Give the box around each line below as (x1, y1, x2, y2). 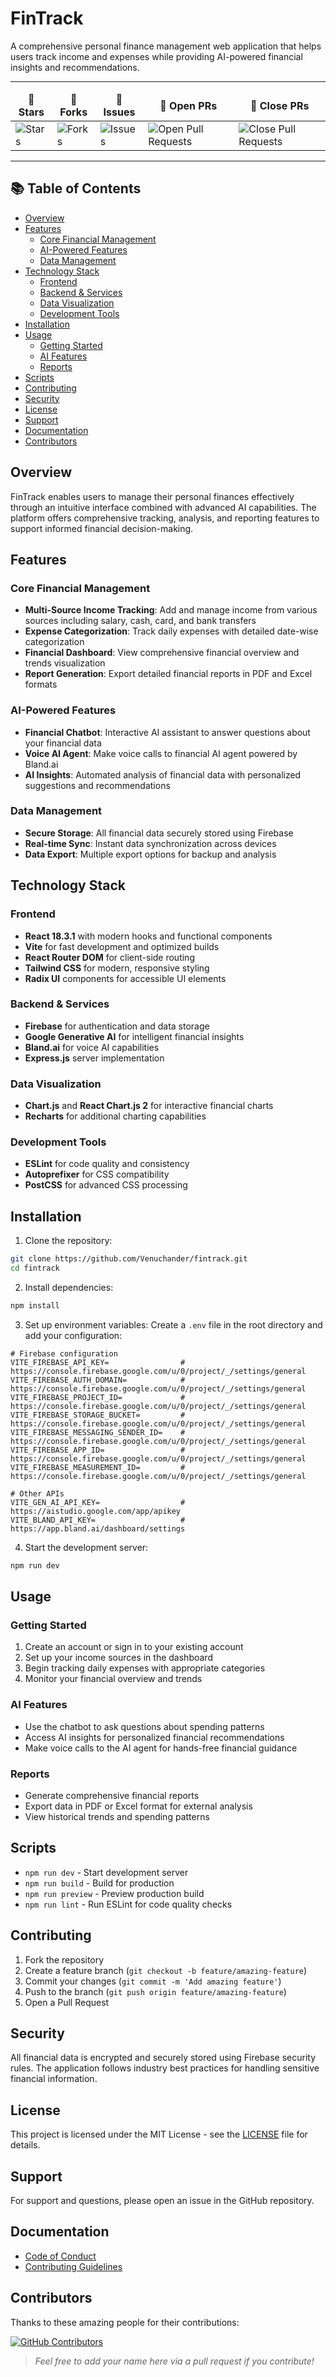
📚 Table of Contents (10, 180, 142, 197)
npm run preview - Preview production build (24, 1887, 205, 1899)
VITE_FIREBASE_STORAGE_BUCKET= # (10, 1410, 186, 1420)
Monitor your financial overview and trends (24, 1673, 203, 1685)
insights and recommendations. (10, 61, 140, 73)
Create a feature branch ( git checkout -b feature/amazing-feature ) (24, 1964, 308, 1976)
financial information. (10, 2073, 98, 2085)
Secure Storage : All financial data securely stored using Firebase (24, 827, 294, 839)
